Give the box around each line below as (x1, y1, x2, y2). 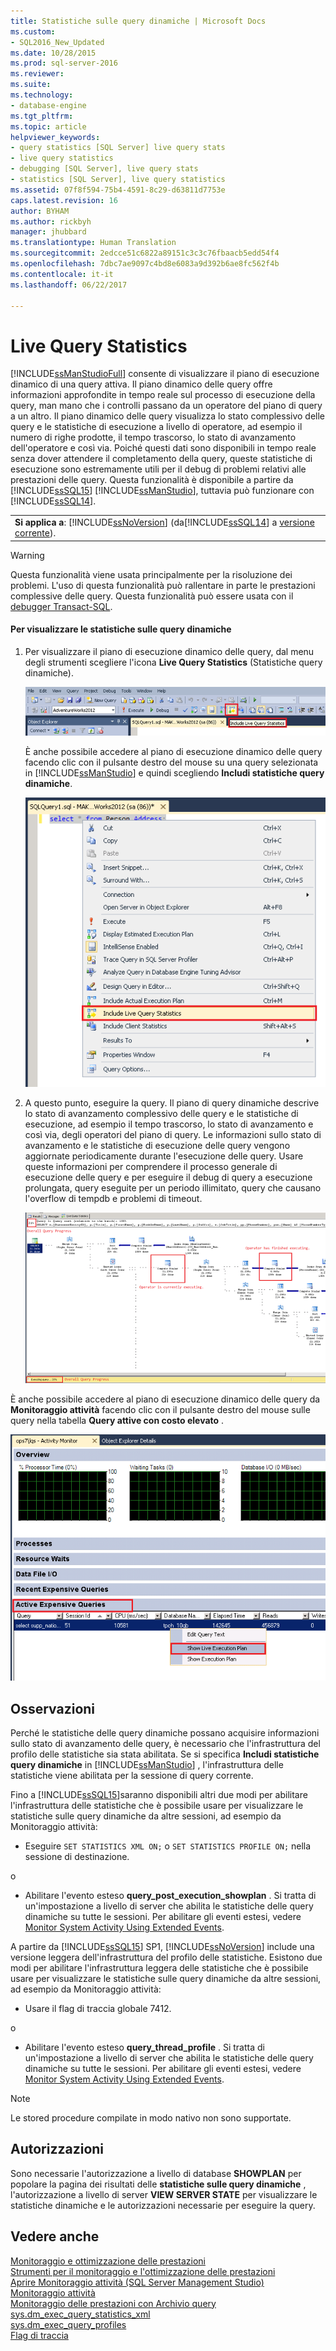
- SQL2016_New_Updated (10, 37, 105, 47)
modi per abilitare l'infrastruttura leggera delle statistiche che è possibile (10, 1962, 309, 1974)
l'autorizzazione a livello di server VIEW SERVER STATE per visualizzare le (10, 2188, 318, 2200)
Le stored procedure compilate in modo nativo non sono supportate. (10, 2112, 292, 2124)
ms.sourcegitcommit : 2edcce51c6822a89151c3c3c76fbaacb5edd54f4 (10, 248, 280, 259)
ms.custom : (10, 26, 56, 37)
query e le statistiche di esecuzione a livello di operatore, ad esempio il (10, 421, 303, 433)
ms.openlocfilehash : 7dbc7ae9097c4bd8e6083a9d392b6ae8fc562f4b (10, 259, 280, 269)
